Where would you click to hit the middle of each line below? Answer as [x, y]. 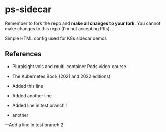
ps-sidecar [28, 9]
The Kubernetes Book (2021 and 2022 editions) [61, 76]
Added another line [32, 95]
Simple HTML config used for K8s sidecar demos [56, 38]
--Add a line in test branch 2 [34, 125]
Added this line [28, 86]
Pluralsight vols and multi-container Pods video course [69, 66]
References [23, 54]
